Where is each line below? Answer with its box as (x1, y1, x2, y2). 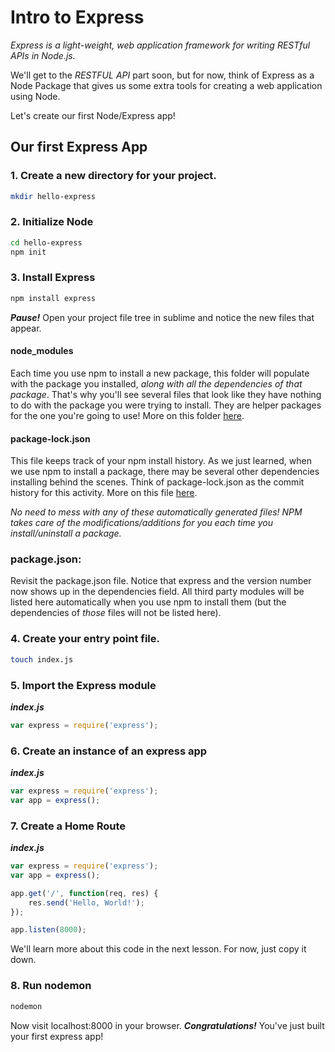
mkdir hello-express (10, 191, 97, 201)
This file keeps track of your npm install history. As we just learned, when (10, 455, 312, 467)
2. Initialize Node (10, 215, 94, 229)
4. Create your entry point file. (10, 632, 160, 646)
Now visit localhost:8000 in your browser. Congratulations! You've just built (10, 1019, 325, 1031)
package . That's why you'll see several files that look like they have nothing (10, 388, 322, 400)
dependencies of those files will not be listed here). (10, 607, 222, 619)
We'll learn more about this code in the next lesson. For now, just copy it (10, 943, 307, 955)
